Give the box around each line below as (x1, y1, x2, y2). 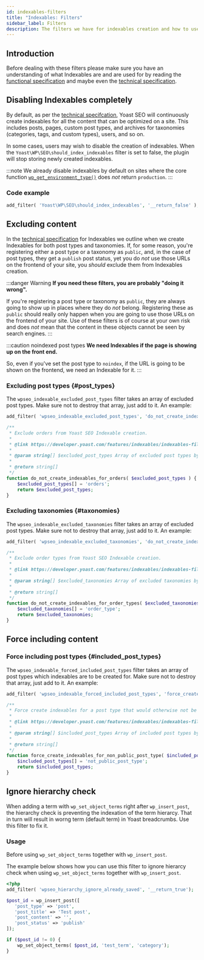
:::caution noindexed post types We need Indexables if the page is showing (6, 341, 197, 349)
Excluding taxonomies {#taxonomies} (6, 507, 120, 515)
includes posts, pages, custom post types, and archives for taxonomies (6, 124, 185, 131)
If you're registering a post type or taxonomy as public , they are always (6, 297, 185, 304)
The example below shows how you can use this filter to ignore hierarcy (6, 863, 186, 869)
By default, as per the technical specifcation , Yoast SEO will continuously (6, 111, 189, 118)
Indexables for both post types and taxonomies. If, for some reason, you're (6, 241, 193, 249)
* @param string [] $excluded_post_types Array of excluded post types (8, 453, 191, 459)
